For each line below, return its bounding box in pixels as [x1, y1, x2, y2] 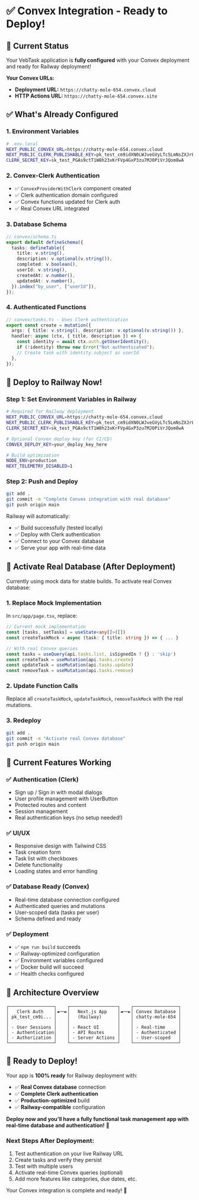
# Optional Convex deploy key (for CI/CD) [6, 436, 113, 442]
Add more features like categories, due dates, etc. [14, 1175, 137, 1182]
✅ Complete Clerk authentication [14, 1090, 99, 1097]
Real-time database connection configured [14, 896, 120, 903]
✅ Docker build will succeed [14, 963, 84, 970]
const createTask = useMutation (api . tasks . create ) [6, 656, 134, 662]
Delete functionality [14, 861, 63, 869]
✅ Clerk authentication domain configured [14, 191, 118, 199]
